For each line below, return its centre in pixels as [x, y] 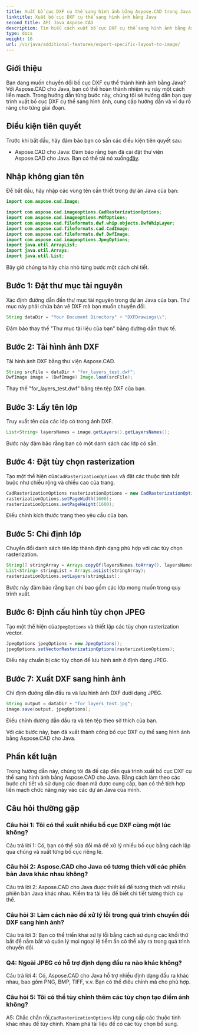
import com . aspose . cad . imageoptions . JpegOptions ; [68, 239]
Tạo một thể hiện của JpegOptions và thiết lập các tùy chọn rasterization [93, 626]
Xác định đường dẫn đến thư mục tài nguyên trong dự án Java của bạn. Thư [98, 300]
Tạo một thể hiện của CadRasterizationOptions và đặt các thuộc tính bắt [93, 476]
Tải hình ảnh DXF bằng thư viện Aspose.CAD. [61, 361]
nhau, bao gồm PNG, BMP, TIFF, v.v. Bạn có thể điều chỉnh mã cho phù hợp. [98, 982]
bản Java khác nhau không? [47, 874]
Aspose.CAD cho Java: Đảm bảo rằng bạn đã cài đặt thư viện [89, 152]
